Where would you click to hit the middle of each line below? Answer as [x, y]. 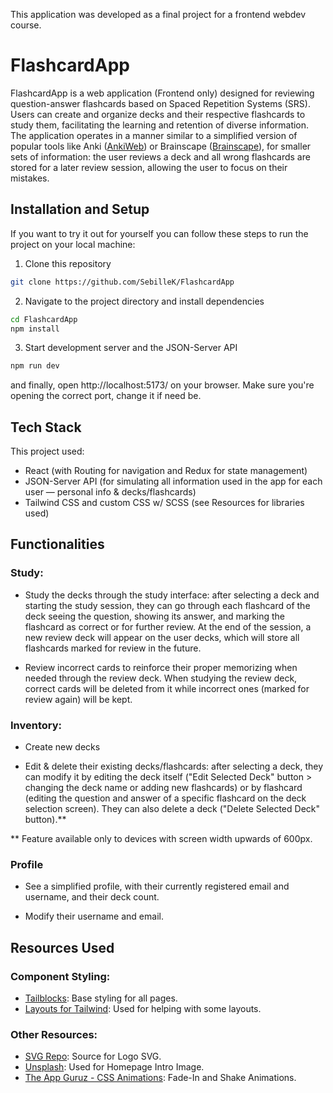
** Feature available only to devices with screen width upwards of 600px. [161, 839]
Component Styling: [60, 976]
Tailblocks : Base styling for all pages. [101, 998]
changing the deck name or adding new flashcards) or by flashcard [163, 788]
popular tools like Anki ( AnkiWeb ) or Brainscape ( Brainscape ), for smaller [161, 146]
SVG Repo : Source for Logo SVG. [93, 1056]
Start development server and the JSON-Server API [131, 348]
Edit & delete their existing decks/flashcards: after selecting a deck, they [174, 766]
